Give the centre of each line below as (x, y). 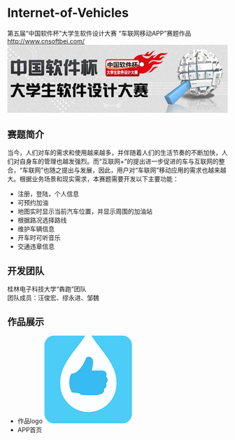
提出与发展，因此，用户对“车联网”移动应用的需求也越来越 (144, 171)
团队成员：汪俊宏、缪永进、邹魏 (53, 298)
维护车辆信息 (36, 229)
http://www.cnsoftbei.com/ (46, 41)
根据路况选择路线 (42, 220)
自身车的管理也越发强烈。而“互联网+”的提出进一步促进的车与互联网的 (119, 161)
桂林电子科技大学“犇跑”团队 (47, 289)
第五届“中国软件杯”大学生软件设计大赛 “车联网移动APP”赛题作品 (99, 33)
